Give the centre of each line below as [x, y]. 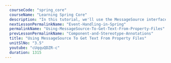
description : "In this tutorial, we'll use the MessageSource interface [88, 19]
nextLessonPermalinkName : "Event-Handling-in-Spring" [68, 24]
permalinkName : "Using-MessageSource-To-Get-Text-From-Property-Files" [87, 29]
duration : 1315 [26, 52]
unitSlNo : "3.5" [27, 43]
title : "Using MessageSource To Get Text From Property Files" [78, 39]
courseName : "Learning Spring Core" [48, 15]
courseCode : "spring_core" [38, 10]
